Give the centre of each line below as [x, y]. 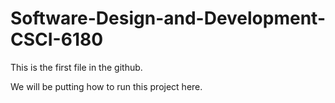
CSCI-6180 [57, 39]
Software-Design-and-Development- [168, 18]
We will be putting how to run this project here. [106, 86]
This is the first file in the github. [76, 67]
